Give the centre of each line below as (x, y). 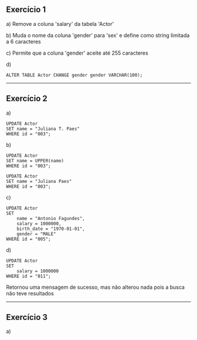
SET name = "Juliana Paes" (39, 181)
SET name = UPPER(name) (35, 161)
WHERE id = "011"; (28, 276)
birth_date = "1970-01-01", (51, 229)
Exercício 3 (27, 317)
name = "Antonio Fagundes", (51, 218)
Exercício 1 (26, 10)
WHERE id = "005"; (28, 239)
